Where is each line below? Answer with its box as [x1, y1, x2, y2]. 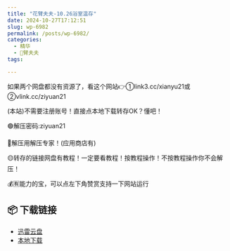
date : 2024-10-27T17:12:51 [7, 17, 87, 24]
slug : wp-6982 [7, 23, 49, 30]
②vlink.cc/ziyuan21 [7, 92, 66, 100]
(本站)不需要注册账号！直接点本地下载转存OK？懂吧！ [7, 107, 163, 115]
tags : [7, 56, 23, 63]
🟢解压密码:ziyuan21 [7, 121, 65, 130]
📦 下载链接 [7, 204, 58, 216]
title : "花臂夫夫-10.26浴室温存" [7, 10, 97, 18]
